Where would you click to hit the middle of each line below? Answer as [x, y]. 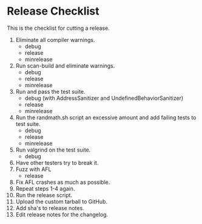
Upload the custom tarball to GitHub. [62, 201]
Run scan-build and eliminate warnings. [65, 66]
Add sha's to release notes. [50, 208]
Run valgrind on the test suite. [53, 150]
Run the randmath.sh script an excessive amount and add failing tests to [106, 117]
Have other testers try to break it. [57, 163]
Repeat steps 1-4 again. [45, 188]
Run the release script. [44, 195]
